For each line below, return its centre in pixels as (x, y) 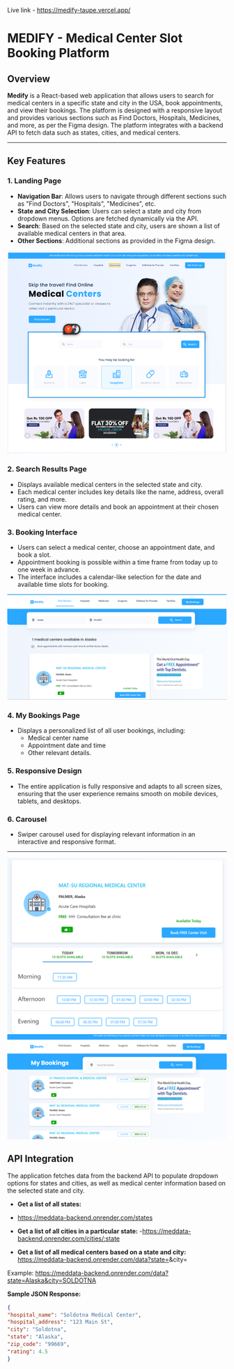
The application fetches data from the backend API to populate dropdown (113, 1176)
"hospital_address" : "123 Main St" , (60, 1322)
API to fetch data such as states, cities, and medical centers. (94, 133)
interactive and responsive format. (67, 842)
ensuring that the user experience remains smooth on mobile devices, (117, 793)
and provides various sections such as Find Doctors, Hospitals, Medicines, (114, 118)
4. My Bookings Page (44, 716)
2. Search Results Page (47, 469)
